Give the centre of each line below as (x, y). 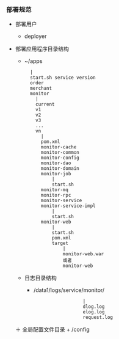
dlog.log (94, 307)
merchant (41, 89)
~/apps (33, 61)
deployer (35, 36)
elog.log (94, 312)
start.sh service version (63, 78)
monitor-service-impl (68, 206)
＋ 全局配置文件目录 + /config (52, 330)
